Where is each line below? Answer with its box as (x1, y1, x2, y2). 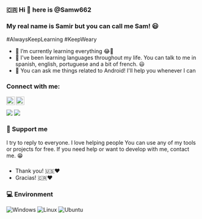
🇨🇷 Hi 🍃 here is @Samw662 (6, 5, 92, 14)
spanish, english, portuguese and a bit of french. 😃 (15, 60, 145, 68)
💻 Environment (6, 190, 54, 198)
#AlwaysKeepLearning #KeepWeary (6, 36, 97, 43)
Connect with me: (6, 82, 60, 91)
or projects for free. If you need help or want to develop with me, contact (6, 145, 190, 153)
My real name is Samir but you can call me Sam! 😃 (6, 21, 159, 30)
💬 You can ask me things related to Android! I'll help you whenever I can (15, 67, 197, 74)
